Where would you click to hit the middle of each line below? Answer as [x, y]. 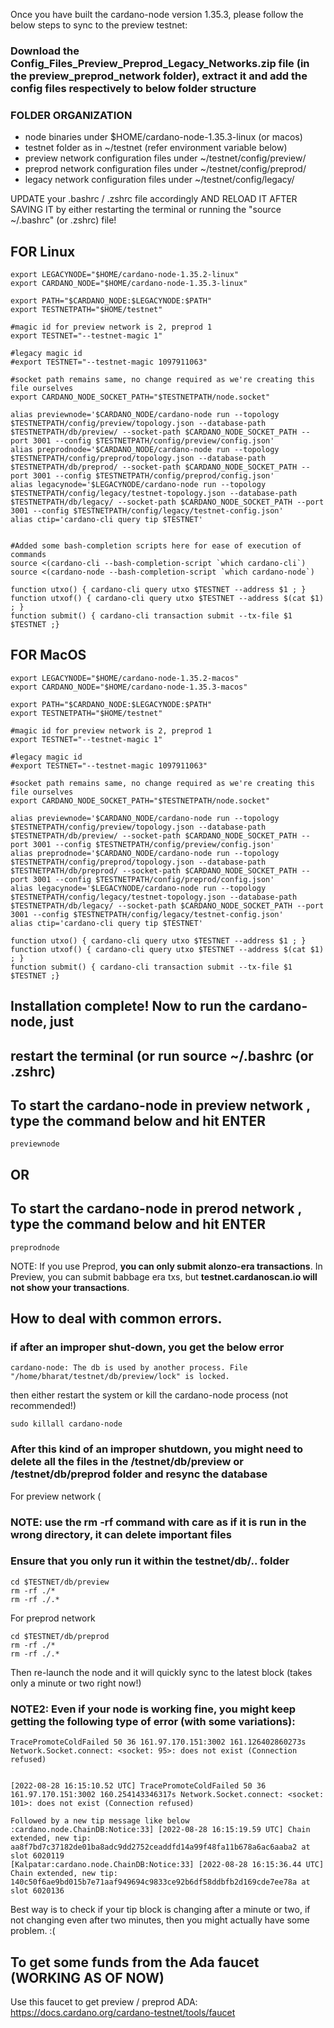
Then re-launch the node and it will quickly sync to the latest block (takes [161, 1672]
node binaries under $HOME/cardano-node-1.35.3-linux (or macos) [163, 137]
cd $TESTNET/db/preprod [60, 1636]
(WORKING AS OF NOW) [87, 1977]
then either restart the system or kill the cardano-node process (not [149, 1395]
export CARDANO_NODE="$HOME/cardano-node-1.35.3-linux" [129, 284]
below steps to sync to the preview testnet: [99, 25]
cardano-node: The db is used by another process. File [129, 1368]
